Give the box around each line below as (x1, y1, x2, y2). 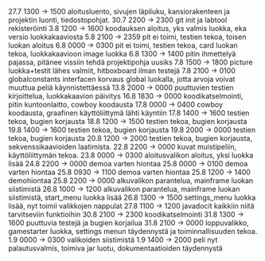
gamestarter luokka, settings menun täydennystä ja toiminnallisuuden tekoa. (8, 227, 258, 236)
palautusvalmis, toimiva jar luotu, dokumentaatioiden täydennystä (8, 243, 223, 253)
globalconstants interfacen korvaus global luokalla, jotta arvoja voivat (8, 75, 236, 84)
